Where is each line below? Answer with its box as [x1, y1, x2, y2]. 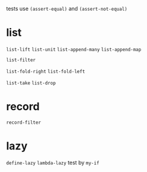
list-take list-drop [6, 80, 56, 86]
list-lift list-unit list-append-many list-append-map [6, 46, 142, 52]
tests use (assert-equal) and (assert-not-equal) [6, 5, 128, 12]
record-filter [6, 119, 42, 126]
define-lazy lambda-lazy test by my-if [6, 159, 99, 166]
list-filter [6, 57, 36, 63]
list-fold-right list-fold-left [6, 68, 85, 74]
